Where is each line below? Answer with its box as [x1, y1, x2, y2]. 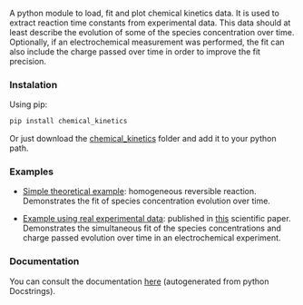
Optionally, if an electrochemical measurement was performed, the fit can [9, 36, 285, 47]
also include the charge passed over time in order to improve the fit [9, 46, 261, 57]
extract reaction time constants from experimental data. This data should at [9, 17, 291, 28]
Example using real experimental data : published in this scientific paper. [22, 213, 292, 224]
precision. [9, 56, 47, 66]
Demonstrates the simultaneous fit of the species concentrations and [22, 222, 281, 234]
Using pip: [9, 99, 48, 110]
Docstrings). [9, 285, 56, 296]
